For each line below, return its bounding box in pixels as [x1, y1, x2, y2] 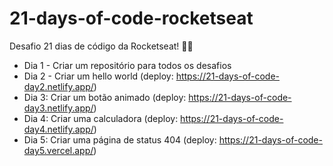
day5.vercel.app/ [23, 144, 94, 156]
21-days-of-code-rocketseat [9, 7, 254, 30]
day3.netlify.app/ [23, 102, 94, 114]
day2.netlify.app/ [23, 80, 94, 92]
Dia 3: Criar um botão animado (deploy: [23, 91, 187, 103]
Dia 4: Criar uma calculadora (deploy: [23, 112, 179, 124]
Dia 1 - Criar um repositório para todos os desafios [23, 59, 232, 71]
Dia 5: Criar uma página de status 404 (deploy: [23, 133, 217, 146]
